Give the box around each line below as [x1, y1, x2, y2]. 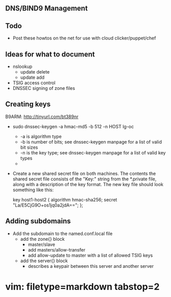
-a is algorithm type [20, 133, 62, 140]
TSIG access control [12, 80, 56, 86]
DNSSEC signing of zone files [12, 85, 76, 92]
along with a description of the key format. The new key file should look [12, 181, 163, 187]
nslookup [12, 63, 33, 70]
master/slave [28, 241, 55, 247]
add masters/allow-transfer [28, 246, 86, 253]
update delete [20, 69, 50, 75]
